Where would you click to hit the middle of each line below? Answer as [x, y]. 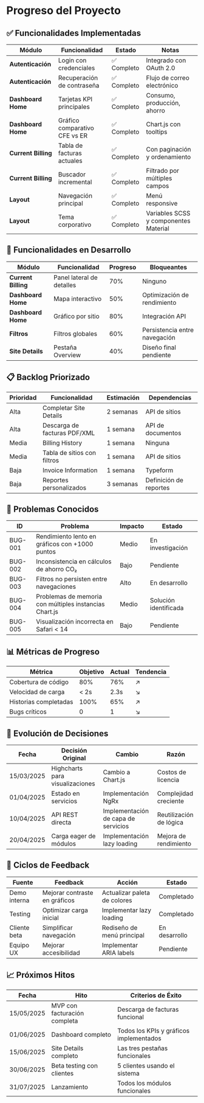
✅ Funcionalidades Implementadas [74, 33]
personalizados [64, 487]
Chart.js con [163, 124]
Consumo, [161, 95]
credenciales [76, 68]
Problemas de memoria [69, 597]
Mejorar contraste [68, 892]
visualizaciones [73, 784]
